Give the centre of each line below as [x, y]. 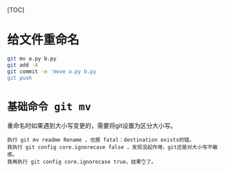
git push [20, 78]
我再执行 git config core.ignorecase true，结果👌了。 [82, 162]
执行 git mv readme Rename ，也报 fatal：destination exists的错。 [101, 140]
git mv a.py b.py [32, 58]
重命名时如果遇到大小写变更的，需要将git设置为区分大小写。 [92, 126]
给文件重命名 [44, 40]
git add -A [23, 65]
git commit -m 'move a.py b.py [52, 72]
